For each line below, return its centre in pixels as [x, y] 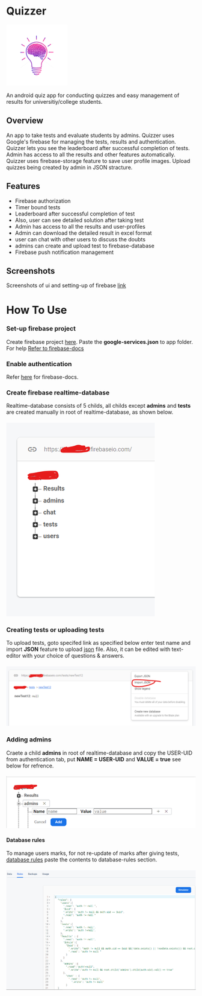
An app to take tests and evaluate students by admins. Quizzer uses [90, 135]
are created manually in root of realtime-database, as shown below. [90, 412]
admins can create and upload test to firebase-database [84, 246]
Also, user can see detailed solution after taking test [79, 220]
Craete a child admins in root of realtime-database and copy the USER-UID [99, 753]
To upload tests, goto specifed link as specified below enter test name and [99, 643]
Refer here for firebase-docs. [42, 377]
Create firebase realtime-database [58, 393]
